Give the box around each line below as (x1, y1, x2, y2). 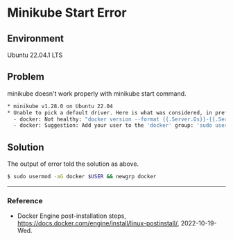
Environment (7, 33, 64, 44)
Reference (7, 196, 43, 205)
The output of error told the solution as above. (7, 160, 139, 168)
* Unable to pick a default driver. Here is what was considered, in (7, 109, 213, 116)
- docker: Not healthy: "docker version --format (13, 116, 159, 123)
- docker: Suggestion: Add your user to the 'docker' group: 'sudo (13, 122, 213, 129)
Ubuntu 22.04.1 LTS (7, 51, 63, 59)
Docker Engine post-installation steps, (17, 212, 126, 220)
